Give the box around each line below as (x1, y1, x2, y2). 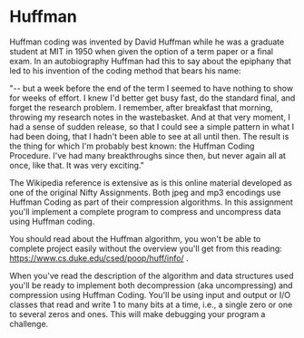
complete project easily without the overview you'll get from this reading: (9, 243, 283, 254)
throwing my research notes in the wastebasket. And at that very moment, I (9, 111, 290, 122)
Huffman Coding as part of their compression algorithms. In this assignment (9, 197, 293, 208)
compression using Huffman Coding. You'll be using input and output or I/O (9, 289, 291, 300)
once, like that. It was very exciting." (9, 159, 145, 170)
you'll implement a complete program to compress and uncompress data (9, 206, 281, 217)
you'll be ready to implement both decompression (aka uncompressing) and (9, 279, 293, 291)
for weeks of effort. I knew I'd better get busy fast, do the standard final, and (9, 92, 296, 103)
